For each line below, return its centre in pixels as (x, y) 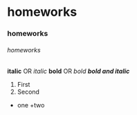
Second (28, 92)
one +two (31, 105)
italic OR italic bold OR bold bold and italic (68, 71)
